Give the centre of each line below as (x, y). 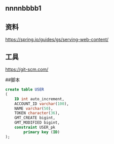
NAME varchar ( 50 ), (34, 108)
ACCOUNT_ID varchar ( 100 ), (42, 104)
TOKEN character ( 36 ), (37, 113)
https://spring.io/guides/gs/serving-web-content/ (57, 40)
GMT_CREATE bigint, (35, 118)
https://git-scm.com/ (27, 69)
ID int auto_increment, (40, 99)
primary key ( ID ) (42, 132)
